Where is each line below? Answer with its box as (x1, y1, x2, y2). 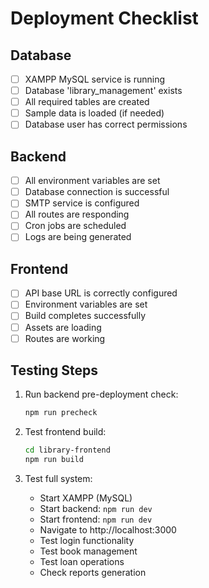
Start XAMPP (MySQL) (39, 492, 133, 504)
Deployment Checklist (10, 7, 199, 30)
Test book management (39, 545, 138, 557)
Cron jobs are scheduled (24, 220, 127, 232)
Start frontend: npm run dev (39, 513, 153, 526)
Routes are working (24, 332, 106, 344)
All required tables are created (24, 96, 150, 108)
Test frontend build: (24, 426, 107, 438)
